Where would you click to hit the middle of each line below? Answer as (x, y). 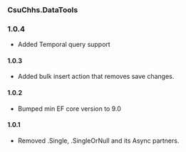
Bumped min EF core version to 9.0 (69, 109)
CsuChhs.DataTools (43, 10)
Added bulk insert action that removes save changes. (96, 77)
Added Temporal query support (64, 45)
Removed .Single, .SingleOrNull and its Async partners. (98, 141)
